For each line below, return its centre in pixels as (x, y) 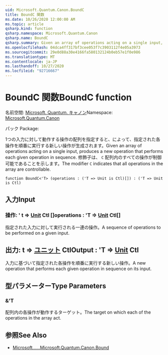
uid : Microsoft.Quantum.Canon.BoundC (45, 10)
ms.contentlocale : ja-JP (31, 62)
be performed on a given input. (37, 233)
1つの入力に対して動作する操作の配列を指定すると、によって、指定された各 (83, 139)
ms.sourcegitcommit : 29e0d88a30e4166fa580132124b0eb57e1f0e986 (73, 52)
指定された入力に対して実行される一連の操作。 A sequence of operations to (83, 227)
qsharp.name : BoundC (27, 38)
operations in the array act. (33, 318)
